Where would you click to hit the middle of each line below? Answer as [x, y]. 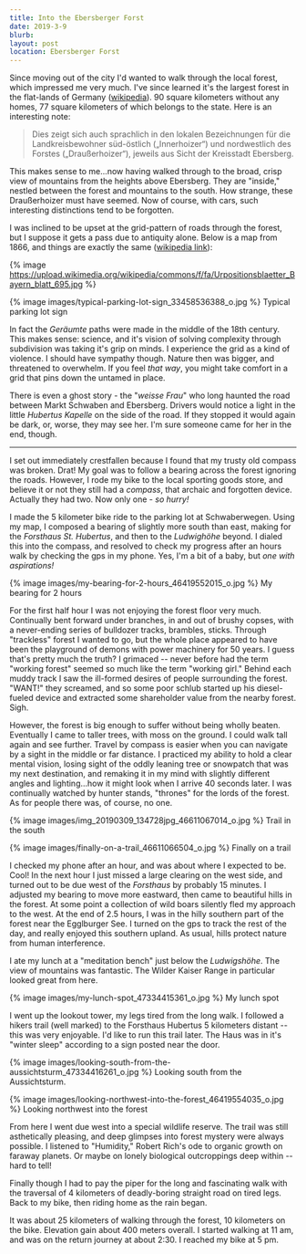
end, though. [33, 434]
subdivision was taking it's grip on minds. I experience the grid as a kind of [150, 349]
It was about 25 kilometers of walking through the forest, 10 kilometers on [148, 1220]
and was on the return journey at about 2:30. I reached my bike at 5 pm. [144, 1240]
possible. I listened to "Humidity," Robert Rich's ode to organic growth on [146, 1146]
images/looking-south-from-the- [109, 1062]
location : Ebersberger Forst [65, 52]
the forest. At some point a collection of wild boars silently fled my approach [153, 904]
